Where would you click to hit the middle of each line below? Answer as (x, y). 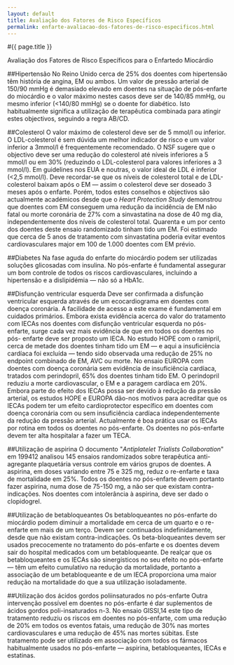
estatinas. (21, 656)
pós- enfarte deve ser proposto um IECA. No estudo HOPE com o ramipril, (114, 338)
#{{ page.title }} (30, 47)
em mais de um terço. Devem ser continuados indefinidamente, (121, 530)
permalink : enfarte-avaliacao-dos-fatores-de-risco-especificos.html (111, 27)
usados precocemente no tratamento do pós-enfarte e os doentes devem (113, 545)
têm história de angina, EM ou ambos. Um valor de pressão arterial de (108, 81)
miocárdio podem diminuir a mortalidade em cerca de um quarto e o (106, 522)
